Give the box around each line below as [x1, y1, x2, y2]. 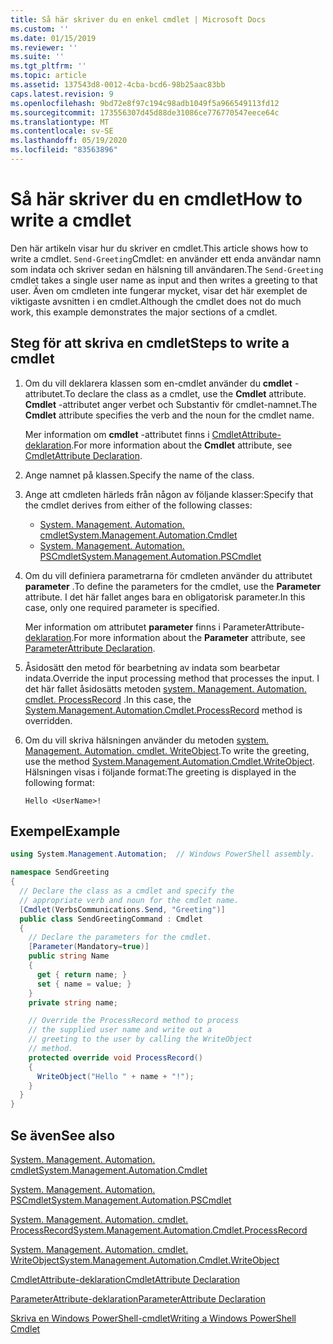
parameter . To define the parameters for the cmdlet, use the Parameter [24, 580, 322, 592]
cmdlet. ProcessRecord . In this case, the [24, 693, 192, 705]
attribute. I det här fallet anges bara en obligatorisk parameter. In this [24, 591, 306, 603]
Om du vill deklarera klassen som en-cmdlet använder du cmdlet [24, 377, 293, 389]
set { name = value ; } [36, 979, 132, 989]
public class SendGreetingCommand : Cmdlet [19, 914, 203, 924]
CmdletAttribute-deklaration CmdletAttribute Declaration [10, 1274, 241, 1285]
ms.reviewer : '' [10, 42, 78, 53]
